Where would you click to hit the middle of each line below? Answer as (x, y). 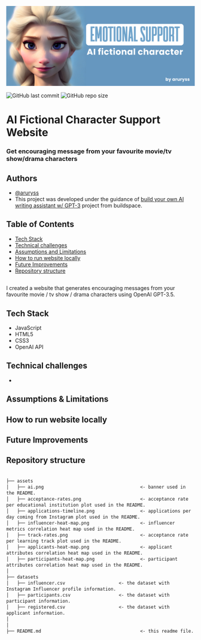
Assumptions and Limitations (51, 252)
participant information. (38, 601)
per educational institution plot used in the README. (76, 505)
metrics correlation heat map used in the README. (71, 529)
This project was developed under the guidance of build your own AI (99, 199)
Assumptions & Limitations (57, 399)
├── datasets (22, 577)
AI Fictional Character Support (83, 120)
